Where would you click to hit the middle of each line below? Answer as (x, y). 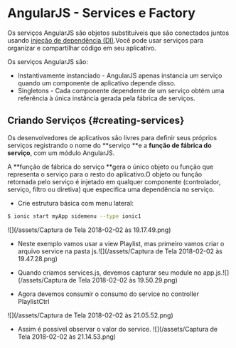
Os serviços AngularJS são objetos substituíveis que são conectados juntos (118, 33)
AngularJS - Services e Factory (101, 13)
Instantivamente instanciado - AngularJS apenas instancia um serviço (120, 75)
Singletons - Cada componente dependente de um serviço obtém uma (121, 90)
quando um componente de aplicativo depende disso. (97, 83)
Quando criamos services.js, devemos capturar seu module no (109, 273)
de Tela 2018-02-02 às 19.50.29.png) (123, 280)
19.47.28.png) (38, 258)
